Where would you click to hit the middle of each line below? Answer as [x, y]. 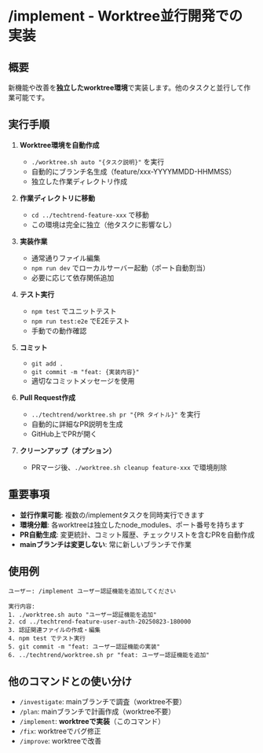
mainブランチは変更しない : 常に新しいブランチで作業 [106, 544]
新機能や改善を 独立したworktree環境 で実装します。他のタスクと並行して [126, 88]
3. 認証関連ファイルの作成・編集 [54, 630]
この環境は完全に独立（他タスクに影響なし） [104, 224]
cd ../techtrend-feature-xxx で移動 [90, 215]
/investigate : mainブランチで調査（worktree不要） [103, 702]
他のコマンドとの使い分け [70, 681]
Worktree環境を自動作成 [59, 145]
